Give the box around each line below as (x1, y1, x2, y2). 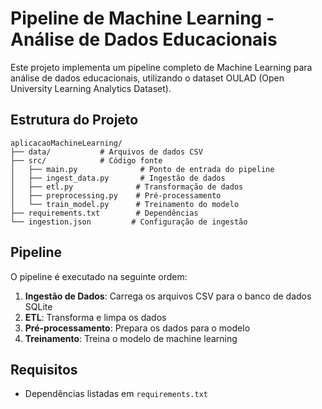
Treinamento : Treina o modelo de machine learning (24, 332, 238, 344)
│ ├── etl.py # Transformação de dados (10, 182, 244, 192)
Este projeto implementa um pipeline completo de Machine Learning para (10, 61, 313, 73)
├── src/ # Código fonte (10, 155, 163, 166)
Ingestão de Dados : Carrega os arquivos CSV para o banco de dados (24, 290, 312, 302)
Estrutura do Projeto (10, 112, 139, 129)
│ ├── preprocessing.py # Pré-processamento (10, 190, 222, 201)
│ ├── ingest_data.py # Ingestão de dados (10, 173, 226, 183)
